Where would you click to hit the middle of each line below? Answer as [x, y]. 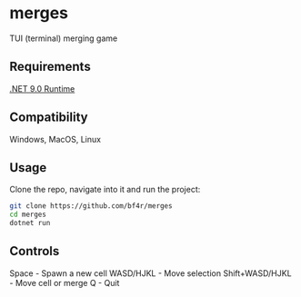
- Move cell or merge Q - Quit [65, 282]
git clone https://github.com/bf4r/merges [91, 206]
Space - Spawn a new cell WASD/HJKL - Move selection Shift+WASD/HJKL [151, 273]
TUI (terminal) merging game [64, 38]
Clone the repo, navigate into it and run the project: [105, 190]
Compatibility [49, 118]
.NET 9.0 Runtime [42, 88]
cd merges [28, 215]
